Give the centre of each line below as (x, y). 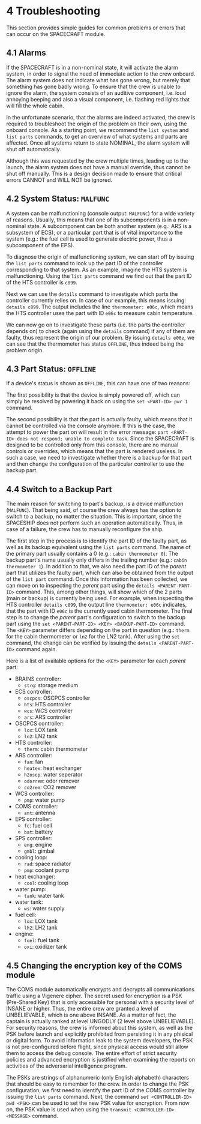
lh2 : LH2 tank (41, 928)
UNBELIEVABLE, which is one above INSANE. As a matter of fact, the (91, 1015)
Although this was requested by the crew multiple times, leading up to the (97, 161)
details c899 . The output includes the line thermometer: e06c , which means (100, 307)
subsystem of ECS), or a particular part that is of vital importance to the (94, 232)
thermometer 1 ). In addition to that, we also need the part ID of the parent (96, 567)
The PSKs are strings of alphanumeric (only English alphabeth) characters (97, 1077)
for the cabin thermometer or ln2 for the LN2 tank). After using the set (93, 637)
